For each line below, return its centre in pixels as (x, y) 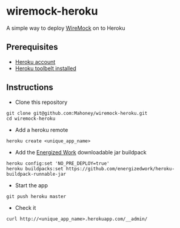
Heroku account (35, 61)
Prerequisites (32, 47)
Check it (25, 207)
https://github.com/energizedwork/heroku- (120, 168)
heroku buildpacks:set (35, 168)
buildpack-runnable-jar (36, 174)
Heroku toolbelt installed (46, 68)
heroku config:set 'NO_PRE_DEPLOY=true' (58, 163)
